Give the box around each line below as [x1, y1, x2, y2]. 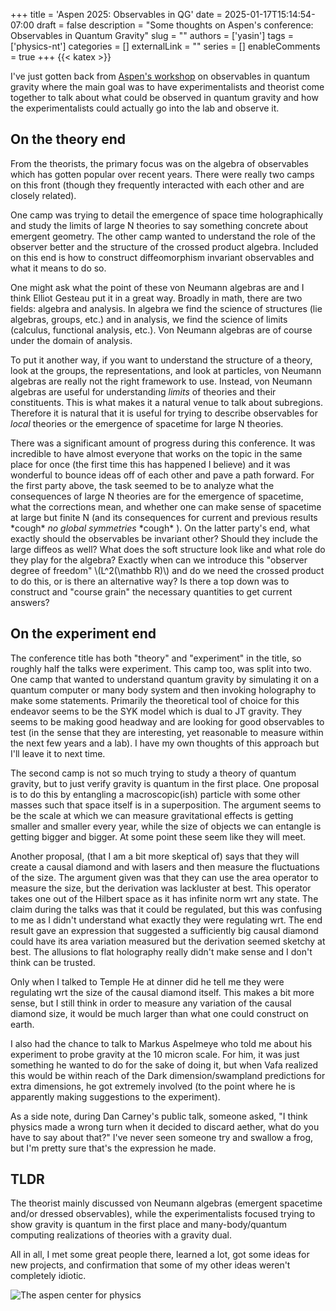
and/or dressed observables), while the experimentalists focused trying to [10, 1208, 316, 1220]
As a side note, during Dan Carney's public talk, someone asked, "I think [10, 1110, 308, 1122]
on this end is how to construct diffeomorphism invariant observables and [10, 251, 315, 263]
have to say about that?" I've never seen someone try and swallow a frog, [10, 1131, 314, 1143]
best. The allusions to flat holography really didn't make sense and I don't [10, 945, 313, 958]
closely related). [10, 189, 77, 201]
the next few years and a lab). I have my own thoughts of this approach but [10, 737, 320, 749]
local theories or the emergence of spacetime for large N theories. [10, 417, 284, 429]
